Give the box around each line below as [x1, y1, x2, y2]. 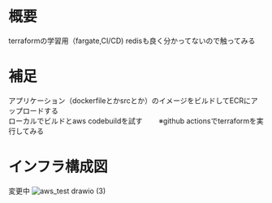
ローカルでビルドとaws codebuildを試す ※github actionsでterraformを [8, 115, 257, 126]
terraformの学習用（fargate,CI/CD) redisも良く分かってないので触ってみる [8, 36, 256, 45]
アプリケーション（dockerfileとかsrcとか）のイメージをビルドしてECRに [8, 95, 252, 106]
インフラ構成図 [8, 158, 108, 176]
